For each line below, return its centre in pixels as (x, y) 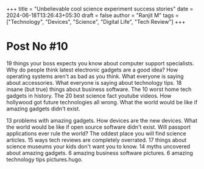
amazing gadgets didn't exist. (43, 109)
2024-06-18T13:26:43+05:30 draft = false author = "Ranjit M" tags (90, 15)
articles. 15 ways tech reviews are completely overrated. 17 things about (97, 140)
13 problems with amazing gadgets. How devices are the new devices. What (102, 120)
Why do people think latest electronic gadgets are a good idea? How (92, 70)
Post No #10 (37, 47)
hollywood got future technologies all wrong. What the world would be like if (102, 102)
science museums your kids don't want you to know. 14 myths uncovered (98, 146)
